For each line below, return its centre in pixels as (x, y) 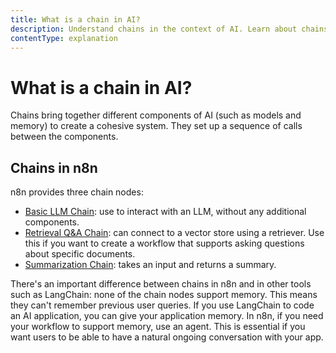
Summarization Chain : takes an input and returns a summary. (150, 265)
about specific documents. (80, 254)
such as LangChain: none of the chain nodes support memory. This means (164, 295)
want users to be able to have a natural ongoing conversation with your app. (167, 337)
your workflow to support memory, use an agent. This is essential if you (158, 327)
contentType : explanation (64, 38)
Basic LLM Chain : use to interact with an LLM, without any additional (165, 212)
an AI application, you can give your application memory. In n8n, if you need (167, 316)
